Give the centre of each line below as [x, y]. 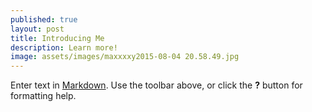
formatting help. [43, 96]
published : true [44, 19]
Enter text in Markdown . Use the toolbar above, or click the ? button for [156, 85]
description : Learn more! [64, 47]
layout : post [37, 29]
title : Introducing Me [57, 38]
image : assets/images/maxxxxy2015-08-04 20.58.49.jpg [125, 57]
